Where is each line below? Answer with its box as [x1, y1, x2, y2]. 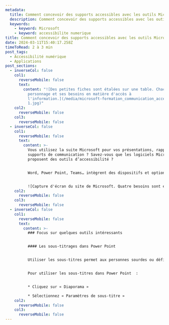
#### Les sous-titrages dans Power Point [27, 244, 116, 249]
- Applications [10, 59, 42, 64]
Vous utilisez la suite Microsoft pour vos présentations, [27, 148, 154, 153]
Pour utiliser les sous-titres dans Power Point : [27, 271, 138, 276]
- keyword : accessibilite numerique [14, 31, 92, 36]
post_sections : [5, 63, 37, 68]
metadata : [5, 7, 26, 13]
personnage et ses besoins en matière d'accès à [27, 91, 132, 96]
